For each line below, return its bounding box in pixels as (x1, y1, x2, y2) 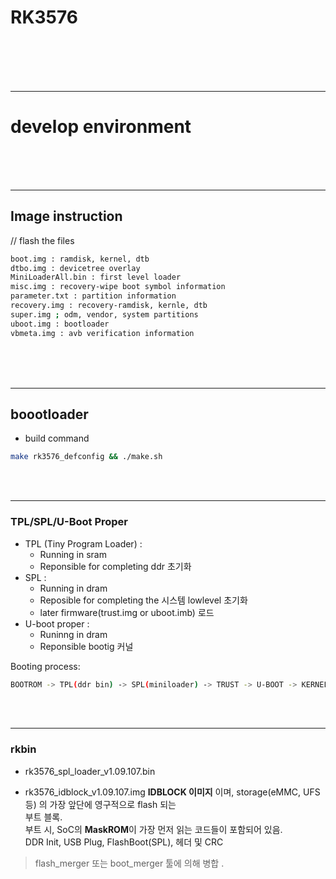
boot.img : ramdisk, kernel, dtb (10, 254, 150, 264)
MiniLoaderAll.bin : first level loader (10, 272, 182, 283)
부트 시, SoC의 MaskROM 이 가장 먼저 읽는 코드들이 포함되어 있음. (24, 823, 283, 835)
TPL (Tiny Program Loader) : (24, 537, 143, 550)
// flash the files (10, 234, 75, 246)
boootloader (10, 406, 89, 423)
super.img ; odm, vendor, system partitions (10, 309, 199, 320)
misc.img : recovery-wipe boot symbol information (10, 282, 226, 292)
